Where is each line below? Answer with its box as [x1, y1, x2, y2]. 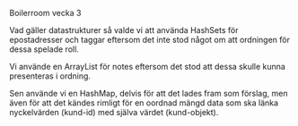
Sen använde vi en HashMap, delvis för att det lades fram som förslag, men [9, 88, 288, 98]
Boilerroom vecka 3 [9, 8, 82, 18]
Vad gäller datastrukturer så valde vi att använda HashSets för [9, 25, 239, 35]
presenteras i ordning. [9, 71, 92, 81]
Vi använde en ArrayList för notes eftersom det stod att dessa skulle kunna [9, 62, 285, 71]
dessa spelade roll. [9, 44, 79, 55]
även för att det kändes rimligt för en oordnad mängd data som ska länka [9, 97, 279, 108]
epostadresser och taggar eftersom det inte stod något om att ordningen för [9, 35, 290, 45]
